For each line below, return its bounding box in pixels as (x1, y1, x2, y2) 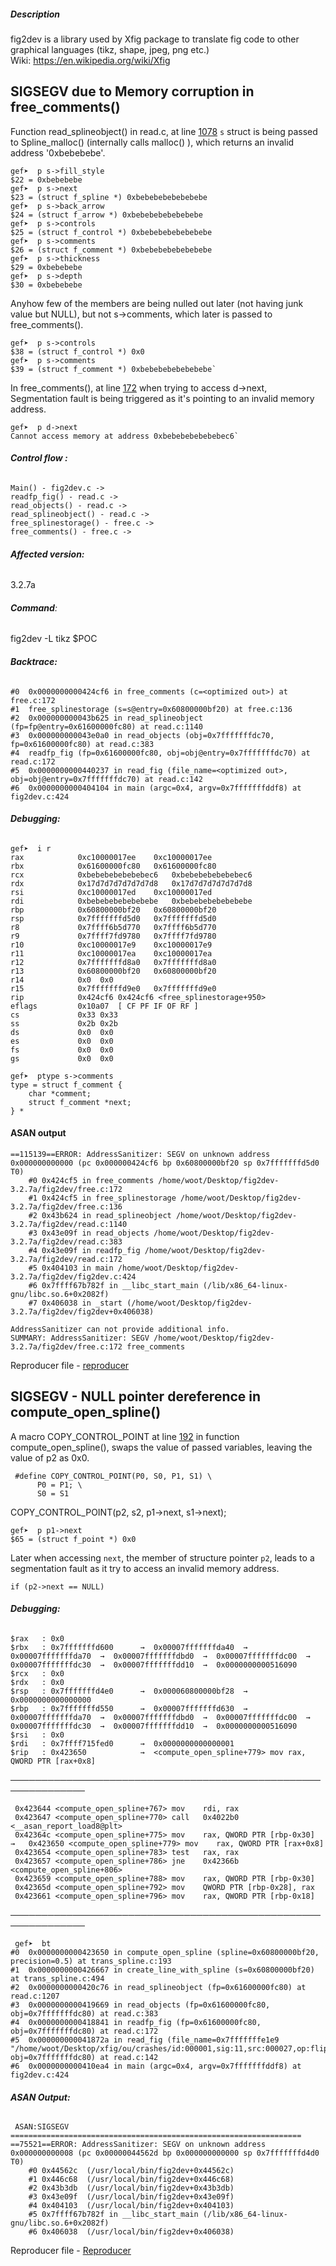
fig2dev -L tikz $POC (10, 633, 98, 645)
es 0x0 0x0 (10, 1036, 114, 1046)
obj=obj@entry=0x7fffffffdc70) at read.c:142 (10, 774, 203, 784)
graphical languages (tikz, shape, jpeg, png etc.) (10, 43, 210, 55)
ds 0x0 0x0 (10, 1027, 114, 1037)
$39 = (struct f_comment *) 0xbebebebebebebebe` (10, 364, 217, 374)
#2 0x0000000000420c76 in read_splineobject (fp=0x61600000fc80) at (10, 1983, 307, 1993)
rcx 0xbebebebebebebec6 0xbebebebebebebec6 (10, 870, 253, 880)
